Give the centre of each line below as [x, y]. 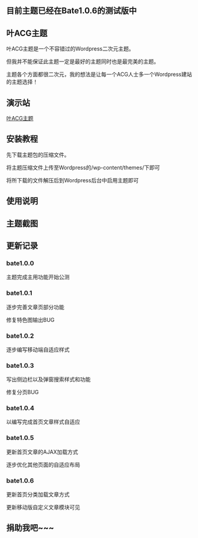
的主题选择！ [22, 82]
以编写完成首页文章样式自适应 [43, 422]
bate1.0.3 [20, 365]
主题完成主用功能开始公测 [38, 277]
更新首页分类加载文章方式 [38, 495]
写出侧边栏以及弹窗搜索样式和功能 [48, 379]
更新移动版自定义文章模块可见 [43, 507]
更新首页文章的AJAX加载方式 [42, 452]
